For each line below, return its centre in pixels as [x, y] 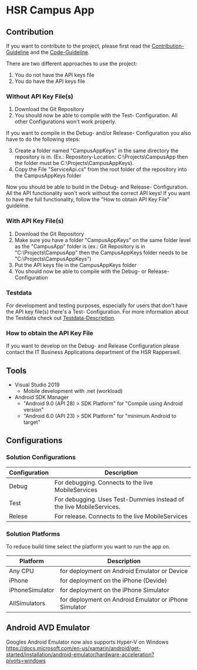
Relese [18, 516]
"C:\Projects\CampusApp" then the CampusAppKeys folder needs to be [101, 252]
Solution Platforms [33, 534]
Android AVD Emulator [48, 628]
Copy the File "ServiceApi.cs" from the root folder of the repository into [101, 169]
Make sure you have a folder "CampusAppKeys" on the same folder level [103, 240]
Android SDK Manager [42, 397]
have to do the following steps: [43, 139]
